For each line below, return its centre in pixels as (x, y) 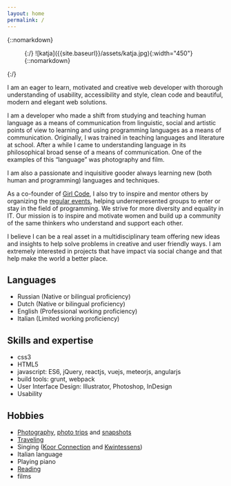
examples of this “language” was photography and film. (86, 159)
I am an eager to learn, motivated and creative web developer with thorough (115, 87)
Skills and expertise (50, 340)
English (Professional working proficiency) (77, 311)
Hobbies (26, 415)
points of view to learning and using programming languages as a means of (114, 130)
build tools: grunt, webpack (56, 379)
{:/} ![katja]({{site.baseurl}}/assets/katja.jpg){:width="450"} (109, 53)
